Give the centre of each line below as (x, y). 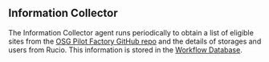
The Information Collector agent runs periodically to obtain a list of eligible (131, 32)
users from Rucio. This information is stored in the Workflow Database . (125, 50)
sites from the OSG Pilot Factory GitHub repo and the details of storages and (135, 41)
